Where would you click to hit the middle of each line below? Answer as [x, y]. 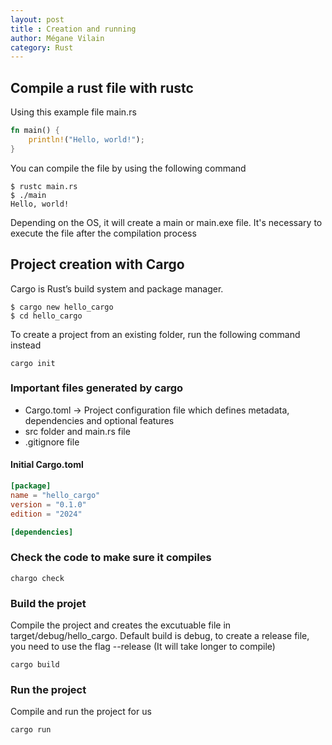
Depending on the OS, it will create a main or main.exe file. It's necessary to [166, 222]
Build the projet [48, 603]
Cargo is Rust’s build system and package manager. [117, 288]
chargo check [37, 578]
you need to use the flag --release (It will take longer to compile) [143, 646]
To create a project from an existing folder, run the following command [155, 334]
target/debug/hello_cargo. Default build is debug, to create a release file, [160, 635]
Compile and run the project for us [81, 712]
